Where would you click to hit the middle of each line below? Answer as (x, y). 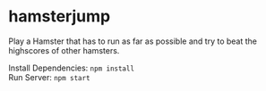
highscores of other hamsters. (64, 50)
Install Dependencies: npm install (72, 68)
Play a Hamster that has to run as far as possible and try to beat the (133, 41)
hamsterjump (60, 17)
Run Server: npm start (49, 77)
